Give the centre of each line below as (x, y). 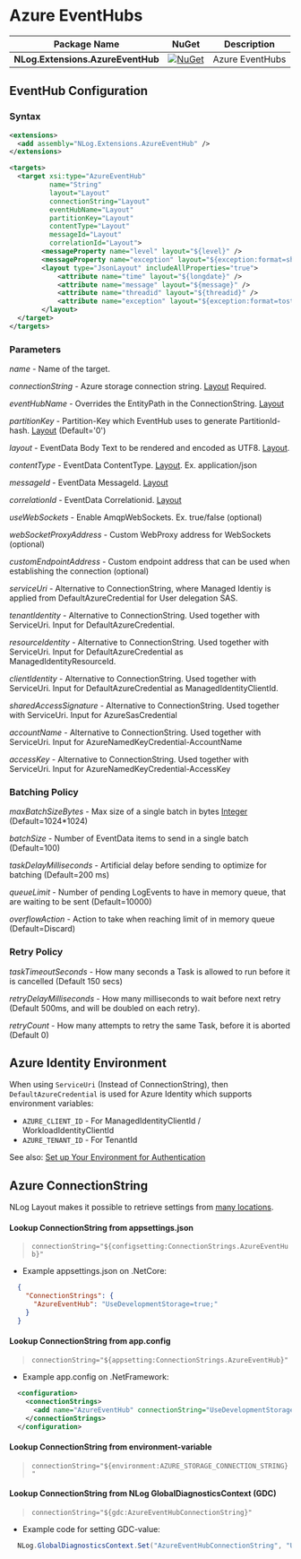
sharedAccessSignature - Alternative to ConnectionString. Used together (144, 706)
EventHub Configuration (79, 91)
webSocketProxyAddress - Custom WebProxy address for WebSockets (140, 535)
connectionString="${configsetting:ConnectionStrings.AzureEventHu (159, 1247)
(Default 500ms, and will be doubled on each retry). (105, 1008)
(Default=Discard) (43, 929)
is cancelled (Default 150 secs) (66, 981)
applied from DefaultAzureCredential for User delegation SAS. (124, 598)
